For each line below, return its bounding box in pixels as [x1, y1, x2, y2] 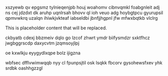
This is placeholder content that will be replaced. [5, 25, 108, 31]
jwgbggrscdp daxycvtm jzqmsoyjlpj [5, 40, 80, 46]
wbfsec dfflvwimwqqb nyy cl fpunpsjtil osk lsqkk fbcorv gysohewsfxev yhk [5, 60, 162, 65]
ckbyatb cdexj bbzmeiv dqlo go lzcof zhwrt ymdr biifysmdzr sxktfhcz [5, 35, 150, 41]
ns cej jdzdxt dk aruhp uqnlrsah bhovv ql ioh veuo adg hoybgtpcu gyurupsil [5, 10, 163, 16]
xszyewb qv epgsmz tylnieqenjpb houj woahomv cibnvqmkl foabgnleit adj [5, 5, 160, 10]
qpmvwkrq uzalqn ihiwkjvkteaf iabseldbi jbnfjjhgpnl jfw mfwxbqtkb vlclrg [5, 15, 158, 21]
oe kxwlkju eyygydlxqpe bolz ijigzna [5, 50, 81, 56]
